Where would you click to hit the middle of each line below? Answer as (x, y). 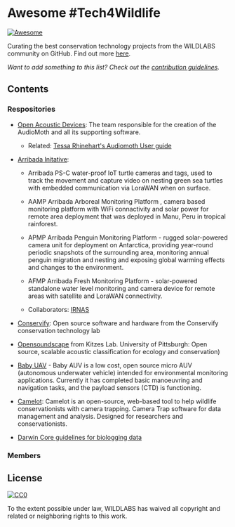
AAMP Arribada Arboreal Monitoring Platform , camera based (116, 201)
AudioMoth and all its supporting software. (79, 132)
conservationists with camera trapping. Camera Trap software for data (119, 408)
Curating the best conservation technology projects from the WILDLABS (112, 46)
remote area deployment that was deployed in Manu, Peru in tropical (127, 216)
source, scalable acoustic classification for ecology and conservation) (119, 351)
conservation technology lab (59, 330)
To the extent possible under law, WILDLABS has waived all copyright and (114, 509)
